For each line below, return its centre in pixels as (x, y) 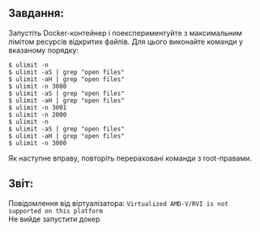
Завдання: (36, 13)
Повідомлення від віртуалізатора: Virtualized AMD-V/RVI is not (119, 203)
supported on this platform (56, 211)
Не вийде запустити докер (54, 219)
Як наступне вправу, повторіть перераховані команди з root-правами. (130, 158)
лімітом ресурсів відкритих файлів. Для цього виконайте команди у (126, 41)
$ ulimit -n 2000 (38, 114)
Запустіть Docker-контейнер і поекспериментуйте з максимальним (126, 32)
